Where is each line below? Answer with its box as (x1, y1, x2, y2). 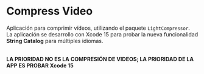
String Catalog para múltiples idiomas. (6, 37, 104, 44)
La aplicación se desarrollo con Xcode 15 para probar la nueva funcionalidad (6, 30, 199, 38)
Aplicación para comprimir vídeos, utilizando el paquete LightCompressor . (6, 24, 191, 32)
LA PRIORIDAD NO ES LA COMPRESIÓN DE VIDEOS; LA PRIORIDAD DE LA (6, 55, 194, 62)
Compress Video (6, 4, 93, 18)
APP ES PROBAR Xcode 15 (6, 62, 74, 69)
